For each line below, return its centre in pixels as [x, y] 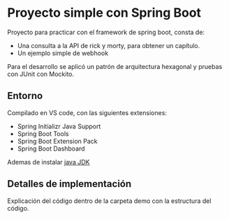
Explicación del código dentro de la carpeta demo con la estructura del [109, 201]
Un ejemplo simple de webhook [63, 53]
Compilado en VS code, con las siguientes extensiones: [87, 112]
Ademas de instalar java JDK [49, 162]
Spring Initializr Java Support [59, 126]
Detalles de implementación [69, 184]
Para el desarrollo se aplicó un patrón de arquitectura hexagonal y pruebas [115, 66]
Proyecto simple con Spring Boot [104, 13]
